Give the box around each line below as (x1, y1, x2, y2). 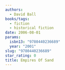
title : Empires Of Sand (5, 58, 54, 63)
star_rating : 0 (5, 53, 36, 58)
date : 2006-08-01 (5, 30, 41, 35)
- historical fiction (9, 26, 54, 31)
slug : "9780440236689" (5, 48, 52, 53)
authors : (5, 7, 23, 12)
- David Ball (9, 12, 36, 17)
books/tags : (5, 16, 30, 21)
